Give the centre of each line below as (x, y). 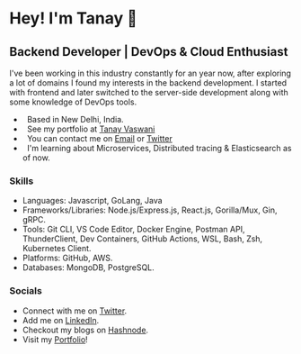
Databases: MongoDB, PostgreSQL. (88, 268)
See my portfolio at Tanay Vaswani (91, 129)
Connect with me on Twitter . (75, 311)
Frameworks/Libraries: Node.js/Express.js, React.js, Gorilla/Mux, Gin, (150, 210)
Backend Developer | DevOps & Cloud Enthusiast (149, 52)
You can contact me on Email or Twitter (99, 138)
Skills (22, 181)
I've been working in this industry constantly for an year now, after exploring (150, 73)
